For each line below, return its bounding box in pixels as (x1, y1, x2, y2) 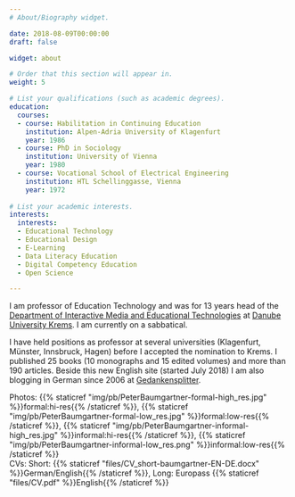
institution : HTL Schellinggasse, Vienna (25, 177, 181, 186)
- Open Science (17, 269, 74, 277)
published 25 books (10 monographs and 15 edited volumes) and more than (9, 356, 287, 367)
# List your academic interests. (9, 202, 134, 211)
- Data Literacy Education (17, 252, 118, 261)
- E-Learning (17, 243, 66, 253)
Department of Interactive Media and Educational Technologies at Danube (9, 310, 282, 321)
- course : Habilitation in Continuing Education (17, 119, 201, 128)
